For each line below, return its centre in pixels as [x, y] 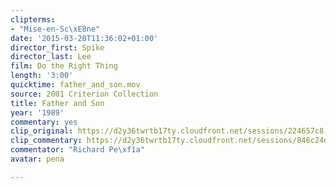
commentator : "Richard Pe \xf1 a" [77, 150]
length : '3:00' [42, 76]
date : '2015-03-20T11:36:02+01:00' [84, 38]
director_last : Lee [51, 57]
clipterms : [33, 19]
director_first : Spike [57, 47]
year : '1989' [37, 112]
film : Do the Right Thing [64, 66]
